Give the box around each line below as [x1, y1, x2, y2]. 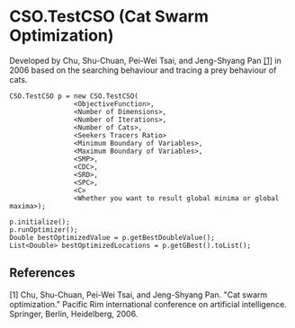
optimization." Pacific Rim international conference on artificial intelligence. [9, 298, 288, 309]
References [9, 265, 76, 280]
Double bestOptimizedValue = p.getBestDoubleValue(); [9, 233, 216, 242]
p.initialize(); [9, 217, 70, 226]
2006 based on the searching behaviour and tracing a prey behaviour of [9, 65, 277, 75]
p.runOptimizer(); [9, 225, 78, 235]
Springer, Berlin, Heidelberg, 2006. [9, 308, 139, 319]
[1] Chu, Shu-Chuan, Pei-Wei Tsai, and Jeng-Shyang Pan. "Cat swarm [9, 289, 268, 300]
